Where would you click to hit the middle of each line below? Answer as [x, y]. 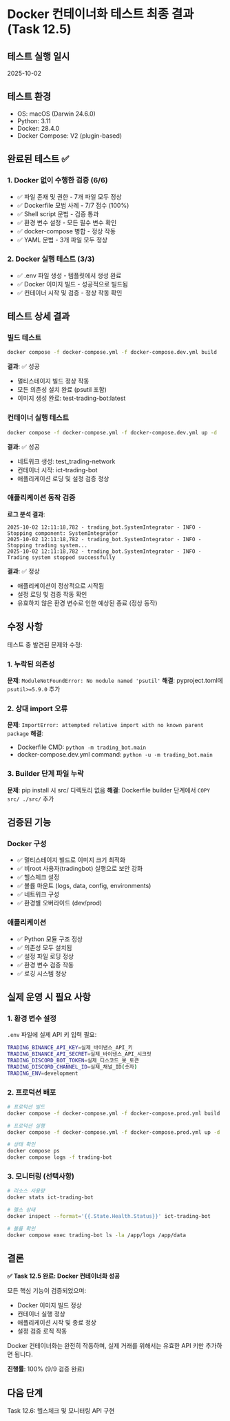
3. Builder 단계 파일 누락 [45, 774]
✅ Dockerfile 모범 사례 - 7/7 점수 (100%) [73, 205]
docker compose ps [33, 1151]
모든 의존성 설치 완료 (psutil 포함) [62, 390]
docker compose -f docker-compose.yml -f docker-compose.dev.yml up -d [112, 432]
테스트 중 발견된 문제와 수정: [45, 644]
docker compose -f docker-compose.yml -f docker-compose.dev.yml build [112, 352]
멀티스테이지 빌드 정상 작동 [53, 381]
